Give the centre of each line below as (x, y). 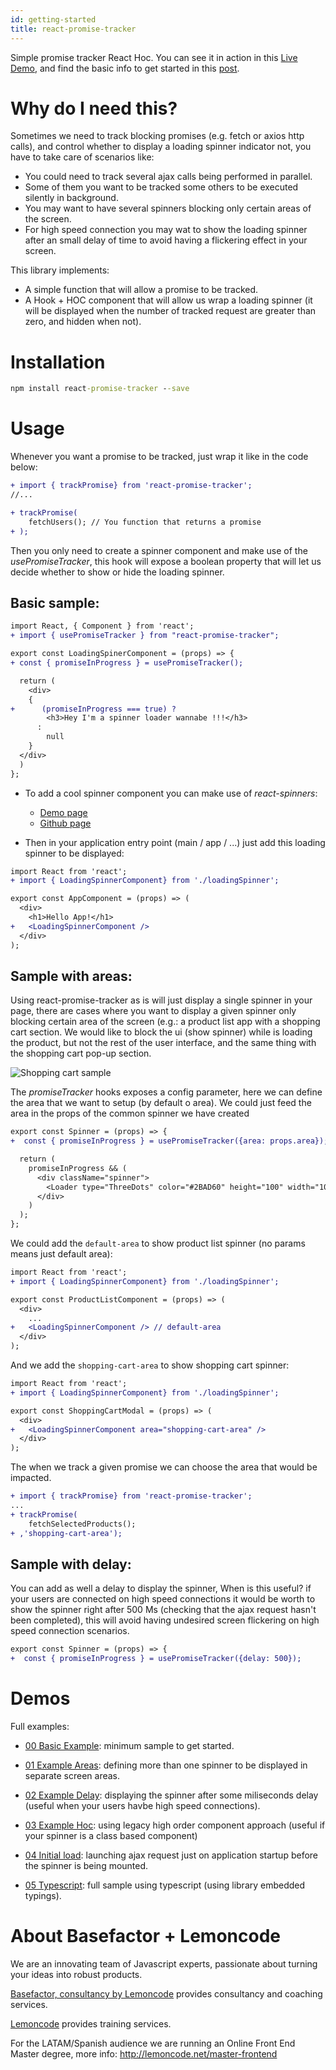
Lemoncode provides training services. (91, 2024)
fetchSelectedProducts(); (82, 1524)
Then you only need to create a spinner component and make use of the (159, 550)
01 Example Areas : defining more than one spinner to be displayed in (166, 1765)
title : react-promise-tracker (73, 29)
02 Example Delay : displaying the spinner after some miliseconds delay (171, 1795)
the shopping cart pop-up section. (81, 1053)
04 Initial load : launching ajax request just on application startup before (171, 1855)
